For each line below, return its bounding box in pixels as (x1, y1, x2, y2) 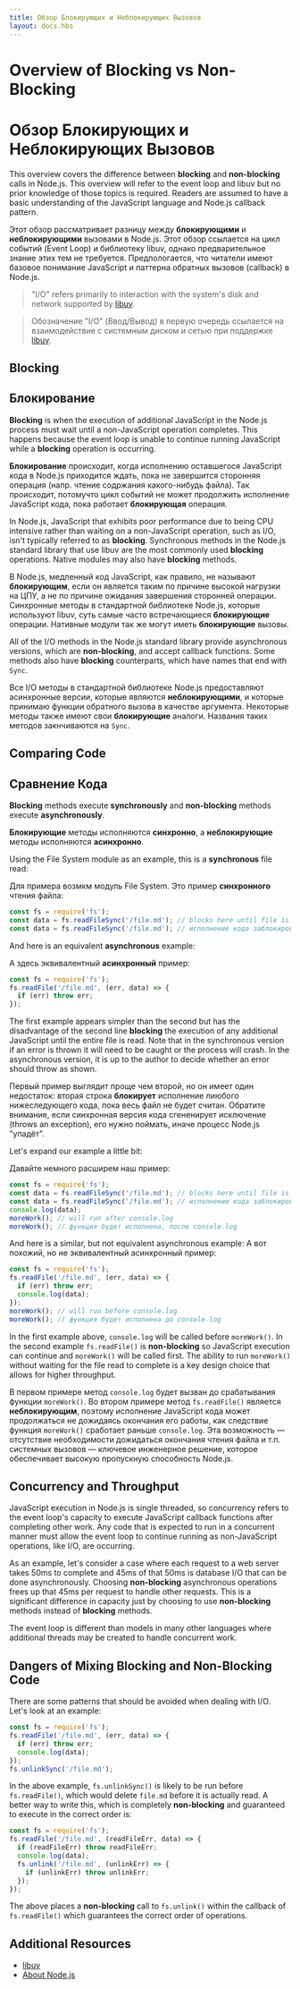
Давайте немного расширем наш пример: (9, 1163, 171, 1174)
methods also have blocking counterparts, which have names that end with (9, 655, 287, 666)
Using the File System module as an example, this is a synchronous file (9, 854, 273, 864)
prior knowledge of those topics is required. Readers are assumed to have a (9, 187, 288, 198)
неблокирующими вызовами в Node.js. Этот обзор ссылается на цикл (9, 234, 280, 244)
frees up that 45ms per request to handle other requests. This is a (9, 1586, 252, 1597)
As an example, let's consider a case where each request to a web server (9, 1558, 279, 1568)
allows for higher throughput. (9, 1369, 116, 1380)
